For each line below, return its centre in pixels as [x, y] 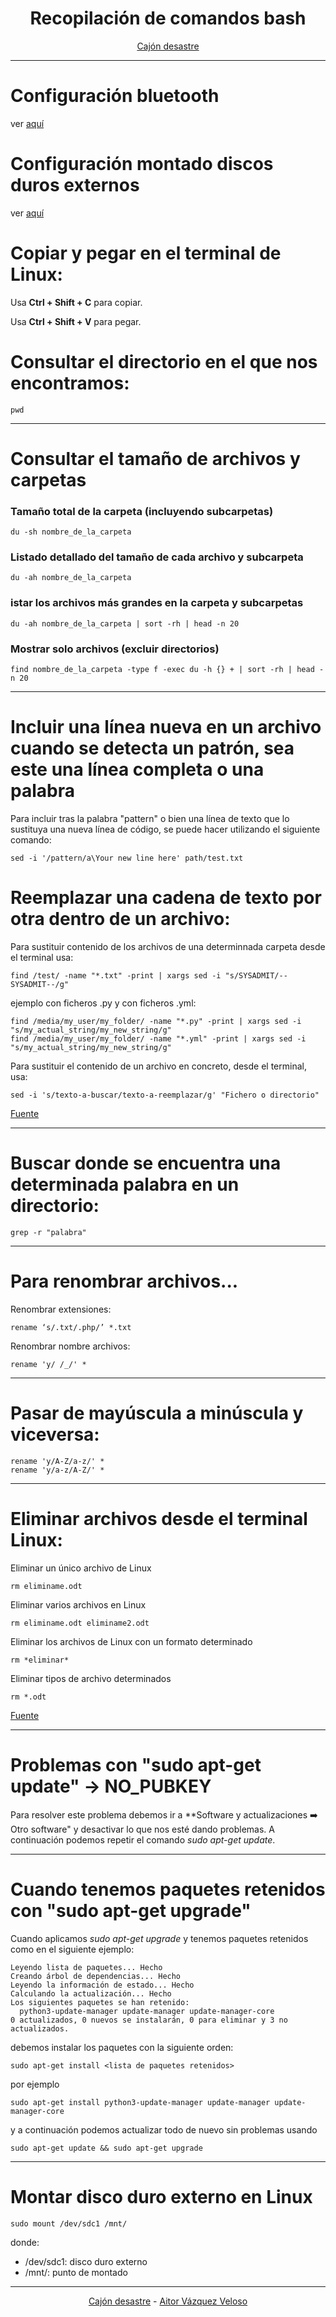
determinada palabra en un [125, 1184]
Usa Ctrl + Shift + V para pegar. [76, 321]
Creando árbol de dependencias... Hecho [96, 1976]
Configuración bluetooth [115, 96]
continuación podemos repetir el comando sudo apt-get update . [143, 1839]
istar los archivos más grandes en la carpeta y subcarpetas [157, 603]
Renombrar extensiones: [61, 1309]
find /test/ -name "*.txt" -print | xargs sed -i [116, 975]
